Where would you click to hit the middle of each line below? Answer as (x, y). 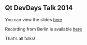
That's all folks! (20, 38)
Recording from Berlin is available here (43, 29)
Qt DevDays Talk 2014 (39, 8)
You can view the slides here (34, 19)
